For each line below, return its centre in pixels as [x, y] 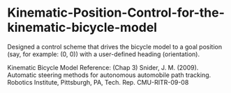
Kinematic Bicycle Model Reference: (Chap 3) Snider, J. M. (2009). [103, 67]
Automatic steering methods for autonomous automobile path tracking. [109, 75]
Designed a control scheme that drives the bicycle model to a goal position [114, 46]
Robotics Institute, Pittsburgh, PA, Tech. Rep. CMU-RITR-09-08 [98, 82]
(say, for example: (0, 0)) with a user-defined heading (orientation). [104, 54]
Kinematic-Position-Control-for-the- [116, 13]
